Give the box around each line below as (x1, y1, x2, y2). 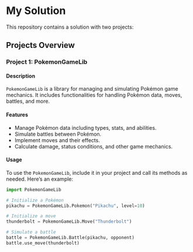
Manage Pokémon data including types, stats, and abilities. (14, 124, 157, 131)
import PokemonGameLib (6, 187, 61, 192)
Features (6, 111, 28, 118)
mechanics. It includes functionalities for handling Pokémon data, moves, (6, 92, 182, 99)
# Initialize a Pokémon (6, 197, 64, 203)
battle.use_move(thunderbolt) (6, 240, 80, 246)
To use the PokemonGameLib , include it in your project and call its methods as (6, 169, 188, 176)
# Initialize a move (6, 213, 57, 219)
